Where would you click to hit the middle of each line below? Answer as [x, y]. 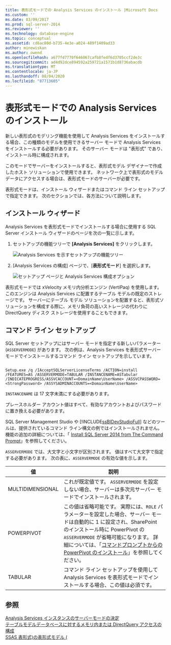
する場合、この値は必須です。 [119, 585]
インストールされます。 [107, 497]
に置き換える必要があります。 [36, 411]
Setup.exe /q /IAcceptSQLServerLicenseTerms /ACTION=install [72, 370]
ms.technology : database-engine [39, 34]
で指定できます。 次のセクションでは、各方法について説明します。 [75, 196]
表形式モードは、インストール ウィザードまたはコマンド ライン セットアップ [85, 189]
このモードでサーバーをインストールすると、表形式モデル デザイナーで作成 [83, 166]
